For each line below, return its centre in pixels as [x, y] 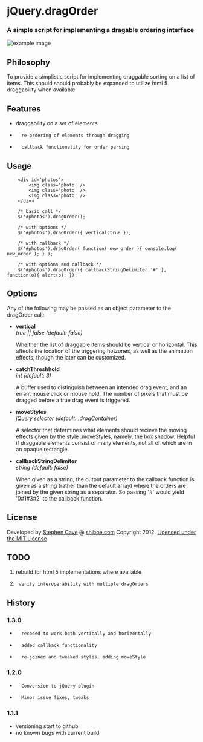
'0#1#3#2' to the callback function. [59, 498]
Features [24, 109]
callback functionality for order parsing [76, 147]
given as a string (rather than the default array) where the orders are [101, 485]
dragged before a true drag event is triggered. [73, 400]
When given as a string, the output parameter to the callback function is [105, 479]
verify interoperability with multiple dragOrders [83, 584]
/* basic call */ [40, 211]
